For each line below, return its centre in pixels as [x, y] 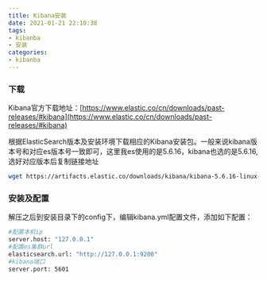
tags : [17, 30]
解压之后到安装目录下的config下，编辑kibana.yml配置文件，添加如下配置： [130, 217]
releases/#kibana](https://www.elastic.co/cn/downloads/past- [110, 117]
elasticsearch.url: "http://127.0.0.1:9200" [83, 254]
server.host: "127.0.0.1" [51, 240]
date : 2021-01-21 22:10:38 [53, 23]
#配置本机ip [26, 232]
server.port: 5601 [39, 269]
